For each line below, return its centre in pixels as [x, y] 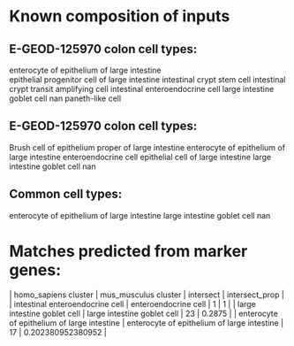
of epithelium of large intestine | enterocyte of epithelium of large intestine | [147, 323]
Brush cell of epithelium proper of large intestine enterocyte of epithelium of [147, 147]
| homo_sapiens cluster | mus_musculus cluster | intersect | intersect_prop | [147, 295]
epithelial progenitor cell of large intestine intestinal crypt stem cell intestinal [147, 80]
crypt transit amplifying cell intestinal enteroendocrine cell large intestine [142, 89]
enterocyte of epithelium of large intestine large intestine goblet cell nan [140, 215]
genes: [35, 269]
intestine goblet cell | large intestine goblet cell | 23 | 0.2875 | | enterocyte [143, 313]
